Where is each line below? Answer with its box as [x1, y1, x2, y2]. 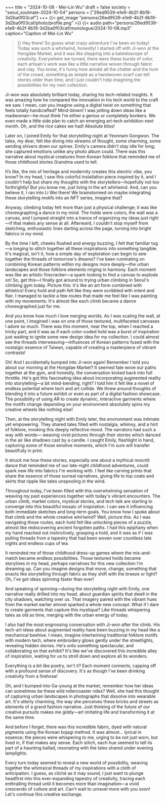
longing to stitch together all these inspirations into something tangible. [13, 246, 158, 251]
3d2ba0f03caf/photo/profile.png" [5, 20, 74, 26]
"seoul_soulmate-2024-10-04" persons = [5, 9, 89, 15]
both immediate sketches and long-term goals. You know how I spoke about [5, 509, 160, 515]
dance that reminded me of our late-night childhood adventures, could [5, 462, 149, 468]
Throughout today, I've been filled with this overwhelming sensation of [5, 488, 149, 493]
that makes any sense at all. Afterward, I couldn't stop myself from [13, 220, 148, 226]
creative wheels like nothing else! [5, 406, 73, 412]
